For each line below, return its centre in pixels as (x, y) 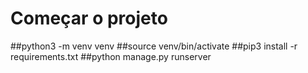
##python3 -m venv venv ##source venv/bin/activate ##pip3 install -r (154, 46)
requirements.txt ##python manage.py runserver (111, 56)
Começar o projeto (89, 18)
